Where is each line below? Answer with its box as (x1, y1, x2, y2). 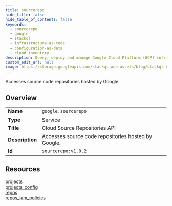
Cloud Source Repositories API (41, 124, 116, 131)
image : (5, 64, 19, 70)
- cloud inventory (10, 50, 50, 55)
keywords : (5, 21, 27, 27)
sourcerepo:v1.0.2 (41, 148, 87, 154)
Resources (5, 165, 40, 174)
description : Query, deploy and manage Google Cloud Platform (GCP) (5, 55, 155, 60)
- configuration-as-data (10, 45, 63, 51)
